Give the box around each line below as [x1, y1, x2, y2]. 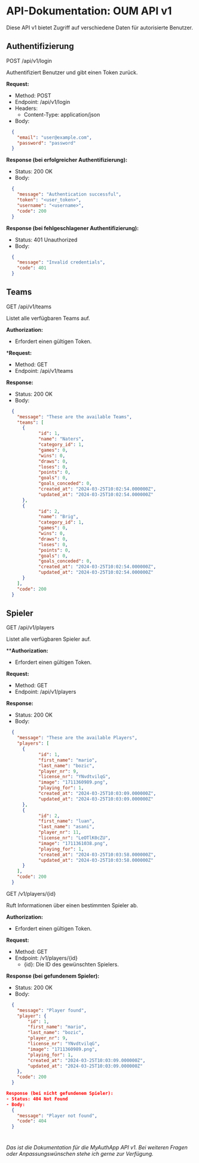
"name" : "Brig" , [38, 514, 79, 520]
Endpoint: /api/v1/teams [14, 367, 74, 374]
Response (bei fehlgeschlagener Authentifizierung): [6, 224, 139, 231]
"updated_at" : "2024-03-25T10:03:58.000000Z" [38, 857, 154, 863]
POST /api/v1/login [6, 57, 53, 64]
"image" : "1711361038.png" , [38, 840, 109, 846]
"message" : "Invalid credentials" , [17, 259, 106, 265]
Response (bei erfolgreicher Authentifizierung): [6, 157, 127, 164]
